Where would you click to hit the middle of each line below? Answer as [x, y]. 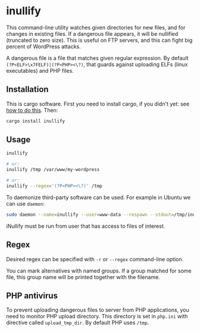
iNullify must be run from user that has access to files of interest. [86, 226]
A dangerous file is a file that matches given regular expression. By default [97, 58]
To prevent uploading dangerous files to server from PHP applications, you [98, 310]
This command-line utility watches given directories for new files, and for [96, 27]
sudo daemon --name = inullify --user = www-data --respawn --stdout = [90, 215]
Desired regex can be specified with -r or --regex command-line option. [95, 259]
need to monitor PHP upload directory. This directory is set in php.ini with [97, 317]
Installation [27, 90]
